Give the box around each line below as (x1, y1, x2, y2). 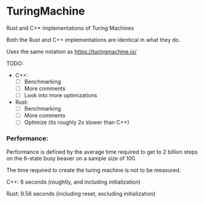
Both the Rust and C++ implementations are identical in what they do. (6, 36, 181, 43)
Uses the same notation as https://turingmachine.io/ (6, 47, 137, 55)
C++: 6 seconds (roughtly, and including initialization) (6, 178, 141, 185)
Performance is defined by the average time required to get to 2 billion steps (6, 148, 198, 156)
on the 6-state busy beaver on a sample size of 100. (6, 154, 137, 162)
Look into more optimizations (24, 92, 97, 99)
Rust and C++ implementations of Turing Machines (6, 24, 134, 32)
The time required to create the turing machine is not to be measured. (6, 166, 181, 174)
